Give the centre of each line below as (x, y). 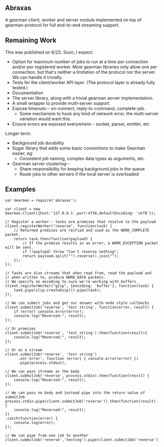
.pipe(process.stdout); (42, 363)
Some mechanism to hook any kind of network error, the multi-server (89, 113)
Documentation (28, 93)
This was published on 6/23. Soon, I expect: (49, 52)
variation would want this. (45, 119)
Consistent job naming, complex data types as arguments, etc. (82, 158)
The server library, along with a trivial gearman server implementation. (83, 98)
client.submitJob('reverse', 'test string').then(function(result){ (76, 333)
